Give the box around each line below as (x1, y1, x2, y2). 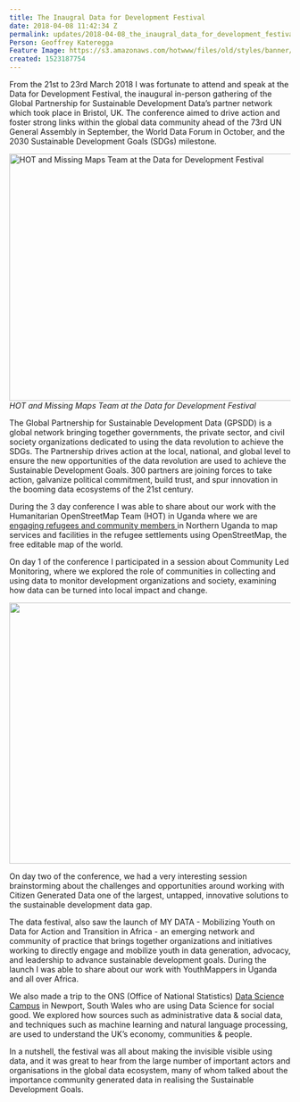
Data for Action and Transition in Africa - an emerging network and (9, 926, 255, 937)
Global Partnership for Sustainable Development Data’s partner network (9, 98, 273, 108)
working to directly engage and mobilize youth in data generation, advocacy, (9, 945, 291, 956)
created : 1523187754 (9, 54, 87, 63)
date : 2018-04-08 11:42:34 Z (9, 21, 118, 30)
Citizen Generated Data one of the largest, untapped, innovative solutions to (9, 890, 288, 900)
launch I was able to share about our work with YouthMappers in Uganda (9, 965, 278, 974)
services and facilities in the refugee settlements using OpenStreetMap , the (9, 530, 287, 540)
